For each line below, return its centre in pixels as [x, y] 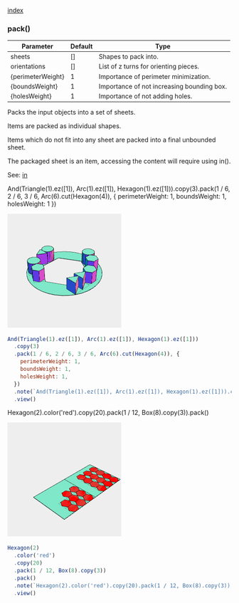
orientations [28, 66]
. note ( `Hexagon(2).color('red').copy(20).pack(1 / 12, [97, 586]
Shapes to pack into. [128, 57]
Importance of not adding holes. [145, 96]
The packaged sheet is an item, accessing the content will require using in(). [119, 161]
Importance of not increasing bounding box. [163, 86]
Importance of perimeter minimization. [155, 76]
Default [81, 46]
